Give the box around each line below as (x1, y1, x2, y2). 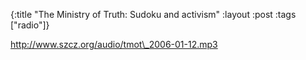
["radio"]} (10, 19, 50, 31)
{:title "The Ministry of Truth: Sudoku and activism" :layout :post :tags (10, 9, 297, 20)
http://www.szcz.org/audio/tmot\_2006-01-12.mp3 (10, 39, 218, 50)
